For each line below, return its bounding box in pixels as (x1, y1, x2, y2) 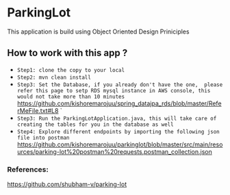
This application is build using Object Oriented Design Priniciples (7, 27, 190, 36)
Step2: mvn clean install (16, 74, 91, 81)
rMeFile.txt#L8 (16, 106, 59, 114)
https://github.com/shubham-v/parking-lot (7, 180, 127, 189)
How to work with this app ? (7, 47, 128, 59)
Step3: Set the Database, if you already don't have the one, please (16, 81, 223, 88)
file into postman (16, 134, 70, 141)
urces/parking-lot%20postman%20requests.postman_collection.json (16, 147, 212, 155)
